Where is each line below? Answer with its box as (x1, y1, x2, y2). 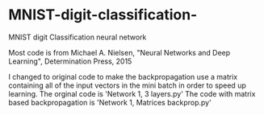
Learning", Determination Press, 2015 (8, 56, 132, 66)
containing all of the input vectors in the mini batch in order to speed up (8, 80, 246, 90)
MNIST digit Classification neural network (8, 32, 147, 42)
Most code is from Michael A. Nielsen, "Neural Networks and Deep (8, 47, 231, 57)
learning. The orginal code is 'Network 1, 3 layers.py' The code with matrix (8, 88, 256, 98)
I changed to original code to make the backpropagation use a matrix (8, 72, 238, 81)
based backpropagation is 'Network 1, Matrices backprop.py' (8, 97, 212, 107)
